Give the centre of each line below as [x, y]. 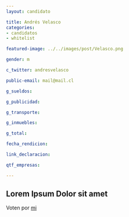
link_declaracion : [28, 154]
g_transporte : [23, 112]
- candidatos [22, 33]
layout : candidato [28, 11]
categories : [20, 27]
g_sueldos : [19, 91]
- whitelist [20, 39]
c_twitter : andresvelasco [37, 70]
